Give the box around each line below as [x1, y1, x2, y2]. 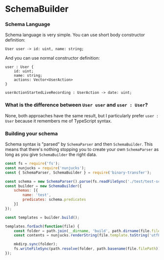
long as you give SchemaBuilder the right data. [5, 152, 97, 157]
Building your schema [5, 130, 58, 137]
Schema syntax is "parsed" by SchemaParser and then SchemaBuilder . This [5, 141, 153, 147]
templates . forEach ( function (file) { [5, 224, 80, 229]
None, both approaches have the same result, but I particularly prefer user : [5, 112, 159, 118]
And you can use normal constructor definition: [5, 55, 100, 61]
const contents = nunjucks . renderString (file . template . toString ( [14, 233, 150, 238]
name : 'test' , [22, 193, 51, 197]
